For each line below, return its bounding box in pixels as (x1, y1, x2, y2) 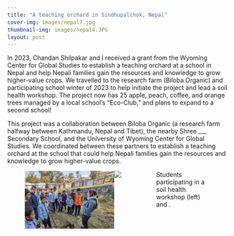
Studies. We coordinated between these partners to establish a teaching (7, 142, 216, 150)
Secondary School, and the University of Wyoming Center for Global (7, 134, 205, 143)
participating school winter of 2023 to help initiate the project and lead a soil (7, 84, 228, 92)
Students (156, 171, 182, 179)
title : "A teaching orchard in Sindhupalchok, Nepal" (7, 11, 168, 18)
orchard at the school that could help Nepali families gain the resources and (7, 150, 226, 158)
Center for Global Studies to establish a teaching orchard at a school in (7, 61, 212, 70)
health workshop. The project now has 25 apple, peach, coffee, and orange (7, 91, 226, 100)
